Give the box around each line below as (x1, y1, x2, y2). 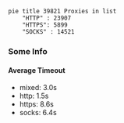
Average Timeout (8, 65, 66, 74)
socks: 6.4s (19, 108, 57, 118)
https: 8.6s (19, 99, 55, 109)
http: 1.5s (19, 91, 49, 101)
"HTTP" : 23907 (22, 14, 72, 22)
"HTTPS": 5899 (22, 21, 68, 29)
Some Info (8, 45, 48, 56)
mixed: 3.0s (19, 83, 57, 92)
